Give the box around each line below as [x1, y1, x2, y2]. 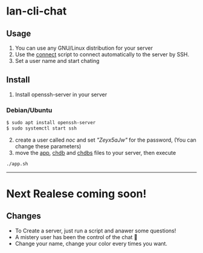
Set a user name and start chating [14, 57, 100, 64]
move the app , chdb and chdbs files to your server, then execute [14, 149, 176, 156]
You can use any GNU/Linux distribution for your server [14, 44, 153, 51]
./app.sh [6, 160, 28, 167]
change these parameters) [14, 142, 82, 149]
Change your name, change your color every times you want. [14, 240, 168, 247]
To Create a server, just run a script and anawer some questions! [14, 227, 176, 234]
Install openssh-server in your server [14, 91, 108, 98]
